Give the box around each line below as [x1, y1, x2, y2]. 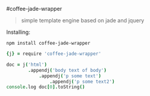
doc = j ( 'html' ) [6, 62, 47, 68]
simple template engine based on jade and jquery [21, 17, 145, 24]
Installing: [6, 28, 30, 36]
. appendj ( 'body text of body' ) [28, 67, 107, 73]
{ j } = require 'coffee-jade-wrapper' [6, 51, 102, 57]
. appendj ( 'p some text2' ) [49, 78, 115, 85]
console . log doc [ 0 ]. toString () [6, 84, 85, 90]
